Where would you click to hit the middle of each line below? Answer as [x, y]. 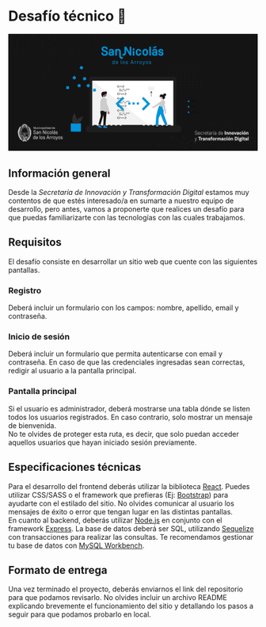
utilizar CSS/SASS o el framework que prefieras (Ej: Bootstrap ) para [118, 495]
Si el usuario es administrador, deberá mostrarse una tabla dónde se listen [129, 408]
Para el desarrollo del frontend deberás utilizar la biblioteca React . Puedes [129, 486]
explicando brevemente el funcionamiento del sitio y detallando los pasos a [131, 606]
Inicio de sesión [39, 337]
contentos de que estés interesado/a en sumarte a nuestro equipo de [121, 201]
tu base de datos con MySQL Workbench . [76, 545]
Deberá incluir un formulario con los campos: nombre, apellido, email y [123, 308]
